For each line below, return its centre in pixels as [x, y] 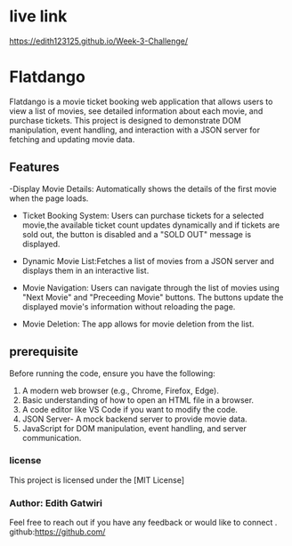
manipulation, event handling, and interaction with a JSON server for [135, 130]
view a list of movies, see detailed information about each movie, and [136, 111]
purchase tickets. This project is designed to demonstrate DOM [126, 120]
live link [38, 16]
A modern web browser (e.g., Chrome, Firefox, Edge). [121, 390]
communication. [52, 438]
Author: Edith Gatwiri [56, 502]
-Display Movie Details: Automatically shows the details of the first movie [143, 189]
